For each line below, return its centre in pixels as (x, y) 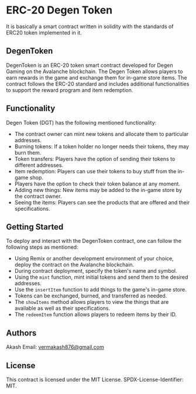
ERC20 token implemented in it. (44, 32)
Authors (21, 333)
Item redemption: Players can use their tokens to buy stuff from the (95, 171)
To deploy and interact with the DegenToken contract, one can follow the (94, 241)
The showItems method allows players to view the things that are (92, 302)
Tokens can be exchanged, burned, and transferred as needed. (91, 296)
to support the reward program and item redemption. (70, 90)
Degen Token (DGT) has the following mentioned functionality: (81, 122)
